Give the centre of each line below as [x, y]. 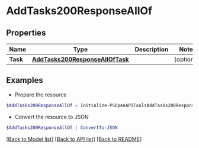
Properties [26, 33]
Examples [25, 80]
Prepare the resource [41, 94]
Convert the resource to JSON [52, 117]
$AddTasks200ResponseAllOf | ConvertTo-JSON [62, 128]
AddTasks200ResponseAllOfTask [80, 59]
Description [152, 49]
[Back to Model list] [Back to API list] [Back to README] [74, 139]
